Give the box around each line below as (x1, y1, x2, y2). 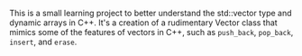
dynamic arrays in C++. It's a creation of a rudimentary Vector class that (9, 17, 278, 28)
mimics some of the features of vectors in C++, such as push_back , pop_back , (9, 27, 294, 37)
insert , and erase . (9, 36, 78, 47)
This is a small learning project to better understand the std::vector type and (9, 8, 292, 18)
